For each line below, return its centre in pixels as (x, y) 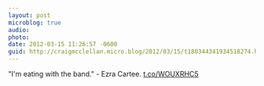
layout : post (29, 15)
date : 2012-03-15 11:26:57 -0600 (63, 45)
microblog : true (35, 23)
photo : (19, 37)
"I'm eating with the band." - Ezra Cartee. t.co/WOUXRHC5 (103, 74)
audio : (19, 30)
